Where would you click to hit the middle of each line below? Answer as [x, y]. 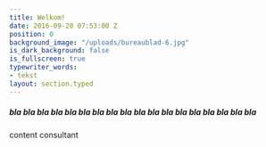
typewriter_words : [43, 68]
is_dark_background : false [59, 51]
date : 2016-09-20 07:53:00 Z [63, 26]
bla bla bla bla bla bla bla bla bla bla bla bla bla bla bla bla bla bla [133, 112]
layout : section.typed [51, 84]
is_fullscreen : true [48, 59]
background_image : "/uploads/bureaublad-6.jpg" [100, 42]
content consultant [44, 135]
